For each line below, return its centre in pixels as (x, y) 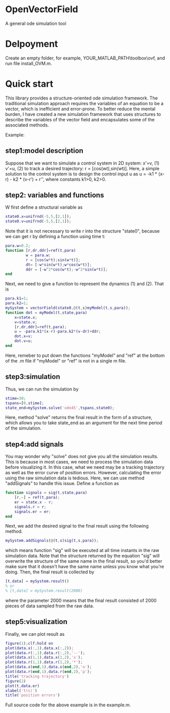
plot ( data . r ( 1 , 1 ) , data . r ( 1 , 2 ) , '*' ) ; (44, 662)
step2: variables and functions (55, 195)
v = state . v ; (26, 322)
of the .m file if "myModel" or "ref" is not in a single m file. (66, 361)
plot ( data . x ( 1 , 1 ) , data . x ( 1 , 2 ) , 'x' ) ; (44, 658)
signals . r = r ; (30, 507)
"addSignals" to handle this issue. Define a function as (62, 483)
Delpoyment (32, 44)
